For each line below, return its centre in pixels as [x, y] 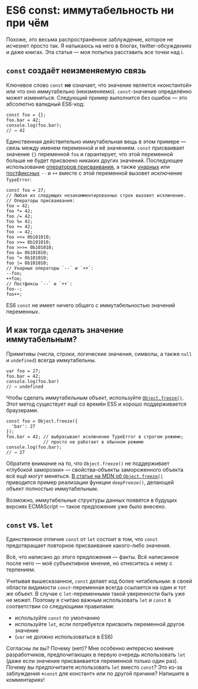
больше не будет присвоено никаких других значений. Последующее [95, 160]
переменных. [23, 311]
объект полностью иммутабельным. [52, 488]
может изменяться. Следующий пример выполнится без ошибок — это [97, 97]
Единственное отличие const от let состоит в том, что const [82, 539]
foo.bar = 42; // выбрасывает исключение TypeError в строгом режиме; [95, 437]
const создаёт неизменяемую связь [76, 71]
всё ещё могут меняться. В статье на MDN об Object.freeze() [85, 476]
